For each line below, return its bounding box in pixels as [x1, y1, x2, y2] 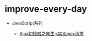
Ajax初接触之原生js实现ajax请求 [19, 30, 84, 36]
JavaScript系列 [11, 20, 43, 26]
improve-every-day [4, 3, 88, 15]
